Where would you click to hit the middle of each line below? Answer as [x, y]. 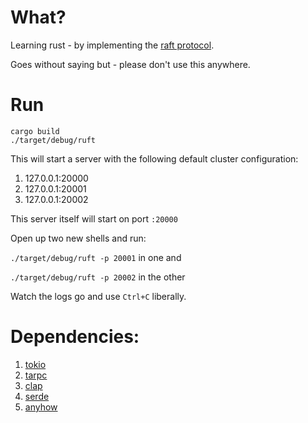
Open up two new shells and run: [78, 238]
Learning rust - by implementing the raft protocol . [112, 45]
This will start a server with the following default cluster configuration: [154, 158]
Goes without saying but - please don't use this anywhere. [130, 64]
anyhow [41, 407]
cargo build [35, 131]
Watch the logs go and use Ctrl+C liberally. [98, 296]
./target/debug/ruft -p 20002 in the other [98, 277]
